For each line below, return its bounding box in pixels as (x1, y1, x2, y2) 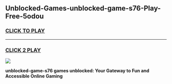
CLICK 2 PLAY (5, 46, 41, 53)
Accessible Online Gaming (5, 73, 63, 79)
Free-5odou (5, 12, 44, 21)
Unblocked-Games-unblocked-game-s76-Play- (5, 4, 161, 13)
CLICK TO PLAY (5, 27, 45, 35)
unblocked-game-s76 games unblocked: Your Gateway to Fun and (5, 67, 149, 73)
